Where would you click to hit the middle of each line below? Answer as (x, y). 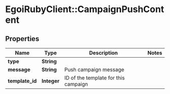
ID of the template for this (94, 78)
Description (103, 53)
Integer (51, 81)
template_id (22, 81)
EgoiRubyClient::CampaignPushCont (85, 9)
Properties (22, 39)
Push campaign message (94, 69)
